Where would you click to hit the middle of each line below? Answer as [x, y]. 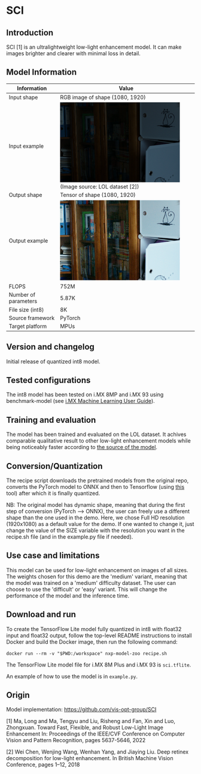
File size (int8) [26, 309]
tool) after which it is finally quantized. [53, 493]
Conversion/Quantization [54, 466]
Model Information [42, 72]
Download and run [41, 615]
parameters [23, 301]
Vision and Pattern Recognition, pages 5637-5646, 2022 [76, 740]
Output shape [26, 195]
